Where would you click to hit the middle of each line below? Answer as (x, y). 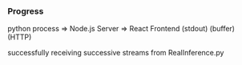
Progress (26, 11)
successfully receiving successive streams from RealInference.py (116, 53)
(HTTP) (20, 37)
